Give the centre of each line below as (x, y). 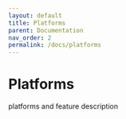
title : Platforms (37, 23)
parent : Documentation (46, 30)
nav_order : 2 (30, 38)
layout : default (35, 15)
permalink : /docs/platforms (55, 45)
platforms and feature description (63, 106)
